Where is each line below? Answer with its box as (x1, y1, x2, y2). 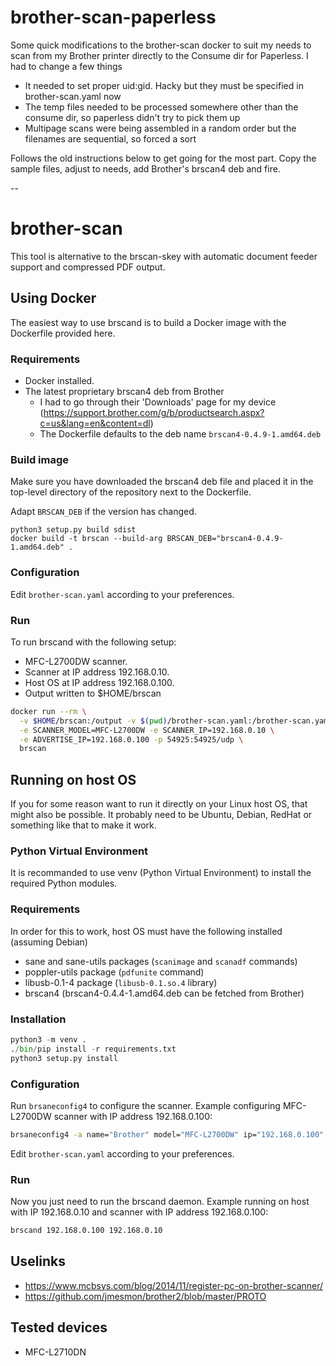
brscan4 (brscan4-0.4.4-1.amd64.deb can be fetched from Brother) (24, 987, 305, 999)
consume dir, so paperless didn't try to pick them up (24, 111, 241, 123)
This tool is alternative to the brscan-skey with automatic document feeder (10, 250, 318, 262)
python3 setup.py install (10, 1053, 118, 1063)
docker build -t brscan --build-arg (10, 534, 163, 544)
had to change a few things (10, 60, 123, 72)
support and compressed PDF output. (10, 261, 166, 273)
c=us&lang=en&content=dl (39, 417, 151, 429)
